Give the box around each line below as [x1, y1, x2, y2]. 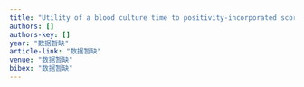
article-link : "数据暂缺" [9, 47, 102, 56]
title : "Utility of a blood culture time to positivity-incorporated [9, 13, 278, 23]
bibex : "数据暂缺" [9, 64, 74, 73]
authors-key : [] [9, 30, 71, 39]
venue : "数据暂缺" [9, 55, 74, 64]
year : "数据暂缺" [9, 38, 70, 48]
